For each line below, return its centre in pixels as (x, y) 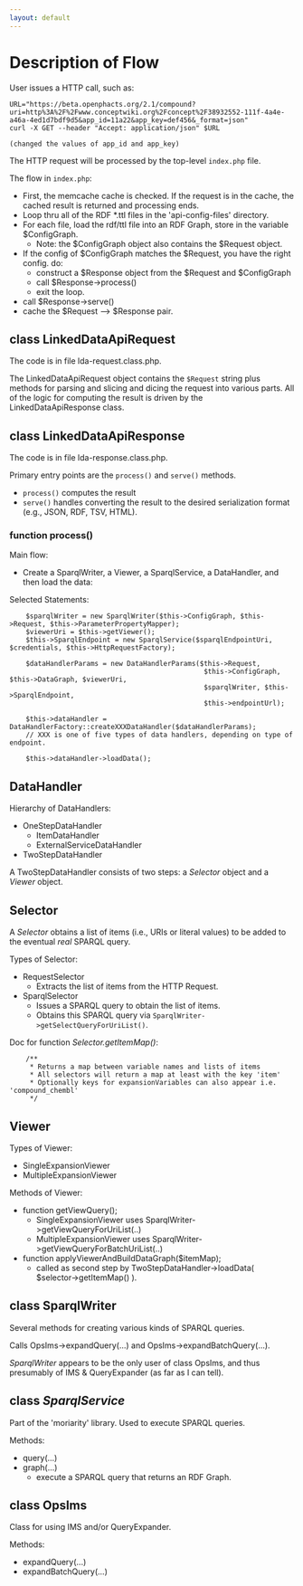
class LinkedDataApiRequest (93, 339)
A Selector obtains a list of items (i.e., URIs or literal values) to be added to (148, 932)
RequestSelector (53, 977)
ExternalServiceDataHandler (89, 845)
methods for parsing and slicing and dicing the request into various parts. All (152, 388)
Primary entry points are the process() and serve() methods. (123, 475)
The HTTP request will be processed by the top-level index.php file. (135, 160)
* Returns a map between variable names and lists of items (145, 1067)
